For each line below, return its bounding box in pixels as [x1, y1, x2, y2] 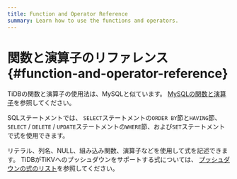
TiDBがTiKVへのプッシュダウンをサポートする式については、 [21, 156, 198, 164]
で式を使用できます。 [7, 131, 69, 140]
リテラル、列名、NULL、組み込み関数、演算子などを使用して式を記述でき [7, 146, 222, 155]
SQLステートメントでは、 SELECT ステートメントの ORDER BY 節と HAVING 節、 [7, 114, 221, 122]
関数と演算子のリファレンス [7, 50, 168, 66]
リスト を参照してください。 [37, 164, 119, 173]
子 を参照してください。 [7, 99, 76, 107]
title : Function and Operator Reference [7, 10, 129, 18]
